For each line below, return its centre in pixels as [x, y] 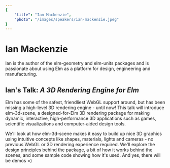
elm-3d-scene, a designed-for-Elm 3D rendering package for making [78, 113]
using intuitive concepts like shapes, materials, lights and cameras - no [79, 139]
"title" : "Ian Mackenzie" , [43, 15]
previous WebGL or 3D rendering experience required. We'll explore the [80, 144]
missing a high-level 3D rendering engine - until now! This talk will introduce [85, 108]
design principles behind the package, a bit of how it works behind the [79, 150]
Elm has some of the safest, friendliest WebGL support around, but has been [85, 102]
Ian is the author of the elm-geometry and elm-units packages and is [77, 63]
